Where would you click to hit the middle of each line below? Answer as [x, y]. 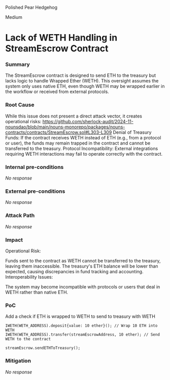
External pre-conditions [35, 191]
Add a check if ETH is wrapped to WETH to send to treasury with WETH [80, 316]
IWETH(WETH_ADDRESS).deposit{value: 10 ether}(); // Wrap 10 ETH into [81, 326]
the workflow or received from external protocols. [57, 92]
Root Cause [20, 105]
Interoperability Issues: [29, 277]
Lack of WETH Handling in [61, 38]
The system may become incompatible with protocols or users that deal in [83, 286]
